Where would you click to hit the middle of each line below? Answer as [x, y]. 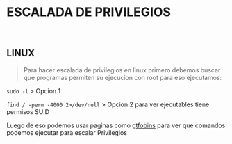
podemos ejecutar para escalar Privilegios [67, 132]
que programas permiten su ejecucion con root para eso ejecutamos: [123, 77]
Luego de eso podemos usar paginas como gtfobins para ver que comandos [116, 125]
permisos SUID [28, 111]
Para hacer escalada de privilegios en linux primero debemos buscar [122, 70]
